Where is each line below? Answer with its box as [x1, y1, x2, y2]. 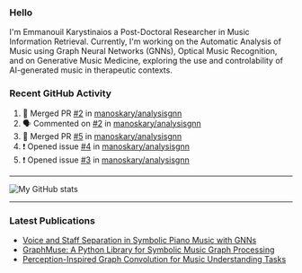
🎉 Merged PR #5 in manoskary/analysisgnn [22, 130, 182, 141]
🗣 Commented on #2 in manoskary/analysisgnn [22, 118, 202, 128]
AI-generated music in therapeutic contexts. [9, 65, 173, 75]
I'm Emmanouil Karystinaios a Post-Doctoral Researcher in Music [9, 27, 250, 38]
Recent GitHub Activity [9, 87, 112, 100]
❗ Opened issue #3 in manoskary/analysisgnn [22, 154, 191, 165]
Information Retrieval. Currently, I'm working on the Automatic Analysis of [9, 36, 281, 47]
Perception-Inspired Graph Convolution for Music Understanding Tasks [22, 253, 287, 264]
